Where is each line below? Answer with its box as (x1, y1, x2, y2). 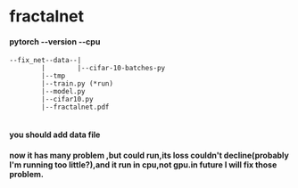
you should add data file (9, 129, 101, 140)
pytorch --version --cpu (9, 36, 101, 46)
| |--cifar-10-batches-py (41, 64, 166, 73)
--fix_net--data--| (9, 56, 82, 65)
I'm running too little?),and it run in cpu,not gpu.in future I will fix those (9, 159, 277, 170)
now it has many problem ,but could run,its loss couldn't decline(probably (9, 150, 290, 160)
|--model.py (41, 87, 87, 96)
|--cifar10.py (41, 95, 94, 104)
